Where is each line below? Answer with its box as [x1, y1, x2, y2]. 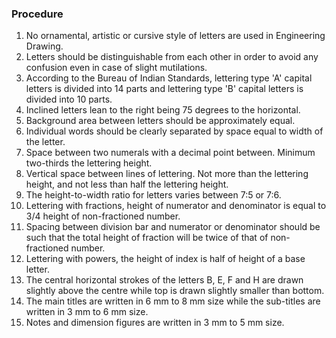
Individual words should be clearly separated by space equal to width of [25, 125, 324, 137]
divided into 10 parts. [25, 93, 113, 106]
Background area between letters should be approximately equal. [25, 115, 296, 127]
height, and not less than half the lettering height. [25, 178, 229, 191]
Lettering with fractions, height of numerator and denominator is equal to [25, 200, 327, 212]
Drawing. [25, 40, 64, 52]
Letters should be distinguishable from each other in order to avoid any [25, 51, 319, 63]
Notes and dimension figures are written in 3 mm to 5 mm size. [25, 317, 285, 329]
